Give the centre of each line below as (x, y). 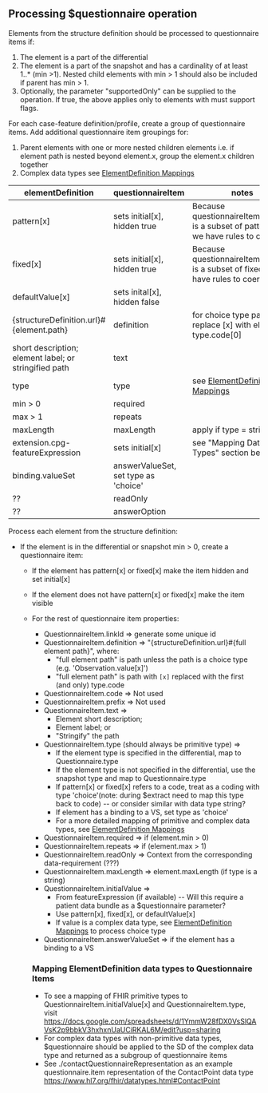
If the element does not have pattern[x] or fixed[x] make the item (138, 594)
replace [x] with (222, 325)
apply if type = (220, 430)
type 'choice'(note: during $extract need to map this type (150, 795)
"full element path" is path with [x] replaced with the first (150, 676)
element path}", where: (81, 651)
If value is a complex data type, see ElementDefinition (144, 922)
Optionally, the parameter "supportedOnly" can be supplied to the (128, 91)
